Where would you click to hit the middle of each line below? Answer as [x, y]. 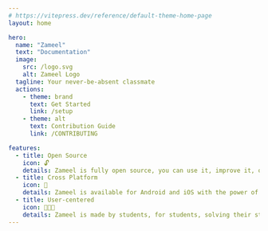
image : [26, 60]
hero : [17, 37]
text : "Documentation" [53, 53]
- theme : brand [48, 96]
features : [25, 148]
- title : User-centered [55, 200]
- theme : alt [44, 119]
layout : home [30, 23]
